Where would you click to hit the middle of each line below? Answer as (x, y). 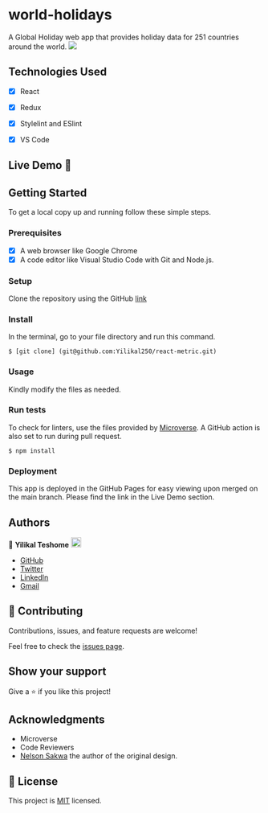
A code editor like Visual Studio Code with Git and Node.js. (117, 260)
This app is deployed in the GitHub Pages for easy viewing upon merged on (133, 489)
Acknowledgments (57, 719)
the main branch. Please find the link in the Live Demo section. (112, 497)
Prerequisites (35, 233)
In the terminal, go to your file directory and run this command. (112, 337)
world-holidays (60, 15)
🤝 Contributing (46, 612)
